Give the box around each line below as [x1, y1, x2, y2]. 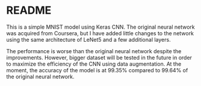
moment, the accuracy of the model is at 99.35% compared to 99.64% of [6, 66, 188, 73]
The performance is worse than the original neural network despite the [6, 47, 182, 54]
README [6, 4, 52, 17]
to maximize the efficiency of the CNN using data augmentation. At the [6, 60, 182, 67]
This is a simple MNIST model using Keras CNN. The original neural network [6, 23, 196, 30]
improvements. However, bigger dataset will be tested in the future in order [6, 54, 193, 61]
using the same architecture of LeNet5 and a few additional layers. [6, 36, 171, 43]
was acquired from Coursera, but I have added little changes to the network [6, 29, 194, 36]
